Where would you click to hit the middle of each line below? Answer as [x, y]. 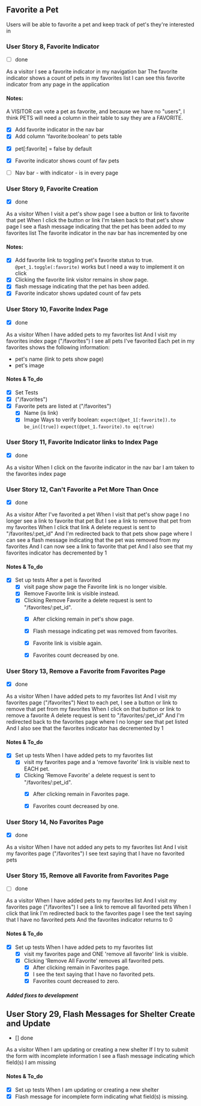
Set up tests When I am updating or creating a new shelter [87, 1090]
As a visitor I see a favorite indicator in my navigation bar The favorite [92, 72]
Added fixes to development [42, 995]
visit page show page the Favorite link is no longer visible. [95, 587]
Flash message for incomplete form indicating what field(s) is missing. [102, 1096]
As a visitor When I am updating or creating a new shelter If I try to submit [97, 1049]
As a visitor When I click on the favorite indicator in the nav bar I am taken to [100, 467]
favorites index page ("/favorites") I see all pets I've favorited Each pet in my [100, 341]
